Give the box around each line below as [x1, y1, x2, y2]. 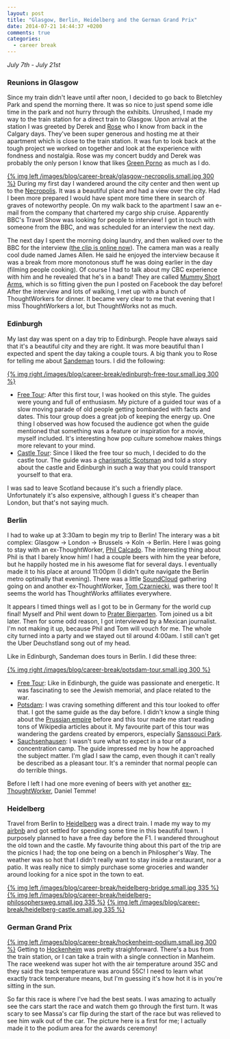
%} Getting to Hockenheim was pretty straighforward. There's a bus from [7, 945, 214, 953]
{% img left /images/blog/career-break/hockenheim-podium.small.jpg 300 [7, 938, 217, 946]
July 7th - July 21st [7, 61, 61, 69]
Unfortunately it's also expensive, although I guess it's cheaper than [7, 491, 199, 499]
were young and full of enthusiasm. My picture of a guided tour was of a [16, 398, 221, 406]
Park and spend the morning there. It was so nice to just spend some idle [7, 101, 214, 109]
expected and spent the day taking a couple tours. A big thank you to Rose [7, 349, 218, 357]
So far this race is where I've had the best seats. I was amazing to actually [7, 995, 216, 1003]
